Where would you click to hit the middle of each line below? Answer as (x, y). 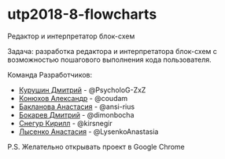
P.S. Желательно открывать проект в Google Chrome (96, 146)
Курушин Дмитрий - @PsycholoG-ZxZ (82, 90)
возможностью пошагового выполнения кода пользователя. (109, 60)
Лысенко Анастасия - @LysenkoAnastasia (89, 132)
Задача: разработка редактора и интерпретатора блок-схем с (112, 51)
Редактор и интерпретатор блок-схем (71, 36)
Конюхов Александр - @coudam (73, 98)
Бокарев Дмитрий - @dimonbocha (76, 114)
